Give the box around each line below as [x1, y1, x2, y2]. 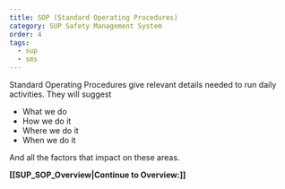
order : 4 [9, 30, 42, 39]
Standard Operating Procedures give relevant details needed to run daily [9, 80, 277, 90]
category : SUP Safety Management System [9, 21, 163, 30]
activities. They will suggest [9, 89, 112, 99]
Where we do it [22, 125, 79, 135]
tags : [9, 38, 30, 47]
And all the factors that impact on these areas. [9, 152, 180, 162]
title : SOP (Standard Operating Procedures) [9, 13, 178, 22]
